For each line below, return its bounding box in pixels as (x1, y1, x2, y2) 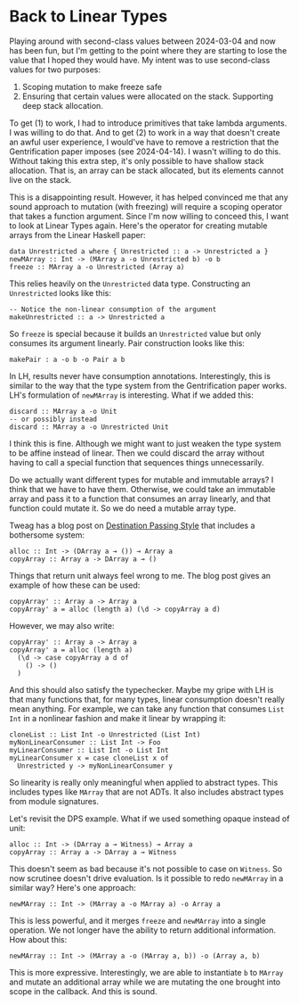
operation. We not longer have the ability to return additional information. (9, 925, 276, 935)
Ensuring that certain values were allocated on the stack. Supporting (21, 91, 274, 102)
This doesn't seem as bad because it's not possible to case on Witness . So (9, 863, 283, 874)
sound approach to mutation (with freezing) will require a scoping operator (9, 201, 283, 211)
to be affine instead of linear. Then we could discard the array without (9, 448, 265, 458)
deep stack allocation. (21, 100, 104, 111)
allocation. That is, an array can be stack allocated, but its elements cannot (9, 165, 285, 176)
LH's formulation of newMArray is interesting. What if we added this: (9, 390, 254, 400)
